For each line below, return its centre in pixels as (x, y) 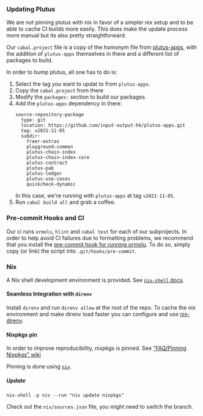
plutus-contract (47, 163)
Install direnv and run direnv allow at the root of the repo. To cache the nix (101, 308)
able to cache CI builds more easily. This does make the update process (97, 29)
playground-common (50, 147)
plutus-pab (40, 168)
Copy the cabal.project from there (59, 91)
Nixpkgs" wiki (24, 355)
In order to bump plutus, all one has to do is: (62, 72)
